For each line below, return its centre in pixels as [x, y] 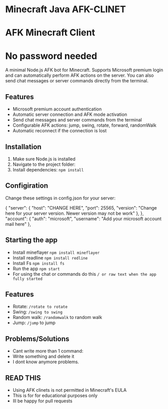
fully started [27, 279]
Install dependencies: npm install [48, 169]
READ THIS [23, 378]
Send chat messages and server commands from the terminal [77, 120]
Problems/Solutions [37, 339]
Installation [23, 147]
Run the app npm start [36, 269]
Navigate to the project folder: [44, 164]
